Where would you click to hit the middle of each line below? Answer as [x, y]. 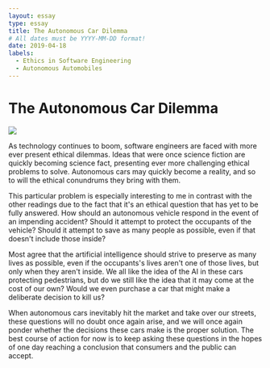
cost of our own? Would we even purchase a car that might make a [119, 288]
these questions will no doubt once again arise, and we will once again [126, 321]
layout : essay [32, 16]
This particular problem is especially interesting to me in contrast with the [130, 195]
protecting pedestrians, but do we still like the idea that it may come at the [131, 280]
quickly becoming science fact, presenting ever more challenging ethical [129, 163]
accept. [21, 355]
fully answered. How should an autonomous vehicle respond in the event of [134, 213]
